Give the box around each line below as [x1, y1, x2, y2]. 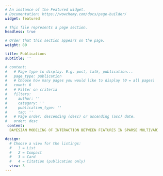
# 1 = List [9, 145, 36, 150]
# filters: [5, 92, 32, 96]
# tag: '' [5, 110, 34, 114]
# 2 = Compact [9, 150, 42, 155]
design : [5, 136, 21, 141]
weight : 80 [5, 43, 27, 48]
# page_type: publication [5, 74, 62, 79]
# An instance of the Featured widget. [5, 7, 86, 12]
